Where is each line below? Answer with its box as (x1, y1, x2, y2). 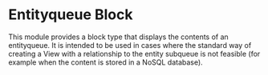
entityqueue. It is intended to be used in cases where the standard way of (8, 40, 252, 49)
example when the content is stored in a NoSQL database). (8, 57, 203, 67)
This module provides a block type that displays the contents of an (8, 32, 229, 41)
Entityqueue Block (8, 6, 134, 24)
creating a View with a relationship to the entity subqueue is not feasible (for (8, 49, 261, 58)
